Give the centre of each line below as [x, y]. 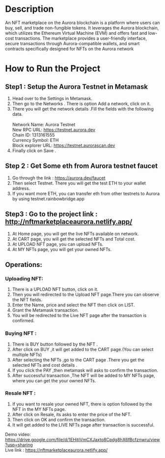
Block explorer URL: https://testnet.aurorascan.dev [64, 145]
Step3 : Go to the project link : [51, 214]
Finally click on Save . [34, 150]
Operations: [24, 264]
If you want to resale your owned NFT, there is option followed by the [82, 404]
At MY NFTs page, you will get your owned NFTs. [62, 249]
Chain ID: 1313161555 [33, 135]
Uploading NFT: [24, 278]
